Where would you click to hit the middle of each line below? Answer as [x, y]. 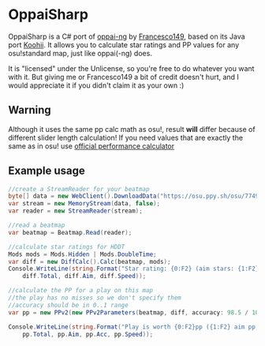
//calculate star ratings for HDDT [67, 246]
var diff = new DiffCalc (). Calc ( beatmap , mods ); [90, 261]
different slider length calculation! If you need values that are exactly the [125, 137]
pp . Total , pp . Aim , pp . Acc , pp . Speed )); [88, 334]
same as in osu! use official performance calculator [91, 146]
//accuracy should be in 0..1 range [68, 305]
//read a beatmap [37, 226]
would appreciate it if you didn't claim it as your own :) [96, 85]
